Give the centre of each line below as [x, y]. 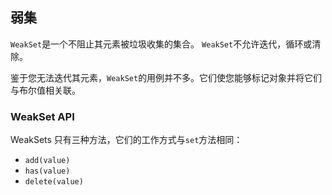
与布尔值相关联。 [45, 90]
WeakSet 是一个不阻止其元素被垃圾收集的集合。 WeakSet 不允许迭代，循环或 [161, 44]
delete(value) [54, 182]
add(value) [47, 161]
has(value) [47, 171]
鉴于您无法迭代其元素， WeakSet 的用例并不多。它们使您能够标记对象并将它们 [166, 77]
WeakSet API [42, 116]
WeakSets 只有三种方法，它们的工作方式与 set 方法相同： [126, 140]
